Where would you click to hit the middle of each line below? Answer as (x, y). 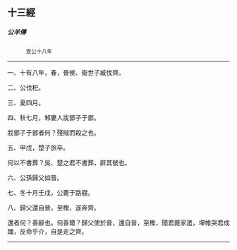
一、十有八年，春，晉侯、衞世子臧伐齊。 (66, 73)
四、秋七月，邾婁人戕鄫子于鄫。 (54, 118)
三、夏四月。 (26, 103)
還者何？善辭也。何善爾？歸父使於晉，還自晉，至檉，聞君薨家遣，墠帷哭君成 (119, 223)
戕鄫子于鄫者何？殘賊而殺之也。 (54, 133)
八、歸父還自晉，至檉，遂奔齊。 (54, 208)
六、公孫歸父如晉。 (35, 178)
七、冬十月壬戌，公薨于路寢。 (50, 193)
